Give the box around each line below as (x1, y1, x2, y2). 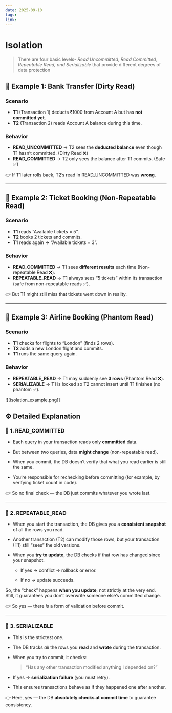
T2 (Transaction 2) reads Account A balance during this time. (12, 120, 142, 126)
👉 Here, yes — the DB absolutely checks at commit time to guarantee (5, 694, 156, 700)
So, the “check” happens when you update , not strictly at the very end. (5, 587, 156, 593)
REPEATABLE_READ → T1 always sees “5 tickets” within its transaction (12, 275, 163, 282)
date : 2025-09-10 (5, 7, 42, 13)
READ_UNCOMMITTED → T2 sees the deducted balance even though (12, 144, 162, 151)
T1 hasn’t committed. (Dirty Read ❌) (12, 150, 89, 156)
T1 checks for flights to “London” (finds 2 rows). (12, 340, 114, 346)
